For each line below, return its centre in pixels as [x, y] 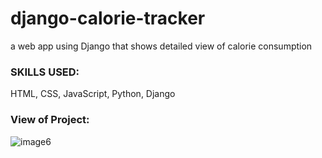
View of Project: [50, 120]
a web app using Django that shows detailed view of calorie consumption [161, 46]
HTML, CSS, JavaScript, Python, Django [93, 94]
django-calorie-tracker [108, 18]
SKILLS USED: [45, 72]
